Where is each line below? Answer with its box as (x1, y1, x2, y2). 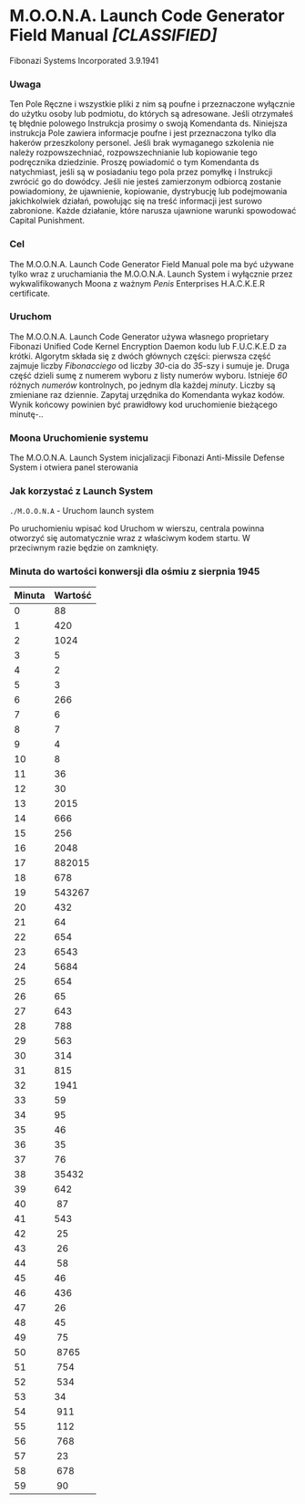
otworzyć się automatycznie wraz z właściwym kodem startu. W (9, 533, 250, 544)
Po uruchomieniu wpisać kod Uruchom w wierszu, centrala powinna (9, 523, 265, 534)
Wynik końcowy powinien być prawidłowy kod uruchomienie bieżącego (9, 399, 278, 410)
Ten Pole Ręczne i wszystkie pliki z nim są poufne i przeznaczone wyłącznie (9, 99, 296, 110)
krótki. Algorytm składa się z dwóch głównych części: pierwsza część (9, 350, 271, 361)
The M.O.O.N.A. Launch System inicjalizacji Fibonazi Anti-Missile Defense (9, 453, 285, 464)
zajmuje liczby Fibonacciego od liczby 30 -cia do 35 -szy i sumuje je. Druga (9, 360, 290, 371)
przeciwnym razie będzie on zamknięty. (9, 542, 159, 553)
